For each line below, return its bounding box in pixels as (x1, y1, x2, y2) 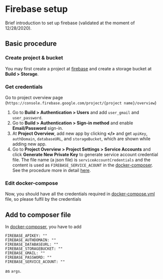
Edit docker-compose (5, 179, 58, 186)
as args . (5, 268, 21, 274)
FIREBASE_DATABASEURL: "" (5, 242, 58, 247)
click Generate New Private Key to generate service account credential (12, 151, 158, 157)
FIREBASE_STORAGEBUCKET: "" (5, 246, 63, 251)
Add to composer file (5, 211, 71, 219)
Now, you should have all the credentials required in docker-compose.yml (5, 191, 155, 197)
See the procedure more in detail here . (12, 167, 91, 173)
